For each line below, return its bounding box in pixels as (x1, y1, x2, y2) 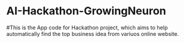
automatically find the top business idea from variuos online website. (6, 30, 179, 37)
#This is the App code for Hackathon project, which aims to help (6, 24, 168, 31)
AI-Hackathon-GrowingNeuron (6, 4, 166, 18)
